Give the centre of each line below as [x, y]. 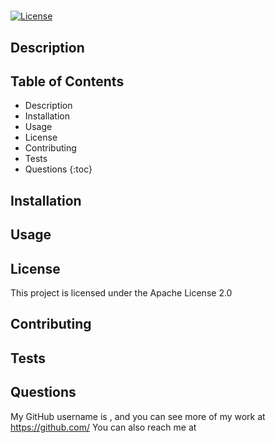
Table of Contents [67, 81]
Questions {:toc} [58, 169]
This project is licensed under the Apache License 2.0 [121, 292]
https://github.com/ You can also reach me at [103, 427]
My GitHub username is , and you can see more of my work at [138, 416]
